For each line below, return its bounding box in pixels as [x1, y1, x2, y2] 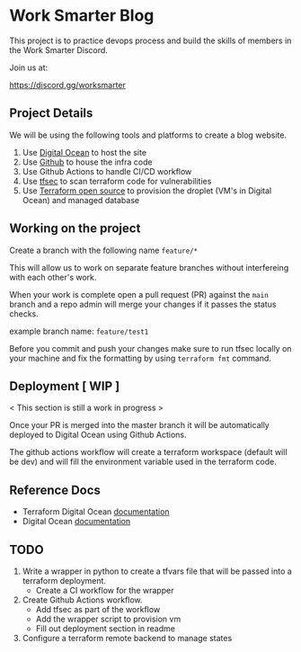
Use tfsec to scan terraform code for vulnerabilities [22, 175, 212, 186]
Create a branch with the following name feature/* [9, 245, 199, 255]
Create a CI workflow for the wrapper [35, 585, 174, 595]
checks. [9, 308, 39, 319]
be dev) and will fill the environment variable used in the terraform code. [9, 456, 277, 468]
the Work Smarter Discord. [9, 44, 108, 55]
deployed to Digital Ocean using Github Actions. [9, 429, 187, 441]
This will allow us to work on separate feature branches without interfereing [9, 262, 289, 272]
